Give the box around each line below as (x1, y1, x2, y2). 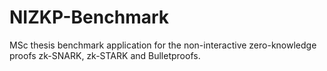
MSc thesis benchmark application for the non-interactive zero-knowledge (9, 39, 317, 51)
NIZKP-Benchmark (9, 6, 170, 29)
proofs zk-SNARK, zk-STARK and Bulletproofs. (9, 49, 201, 61)
